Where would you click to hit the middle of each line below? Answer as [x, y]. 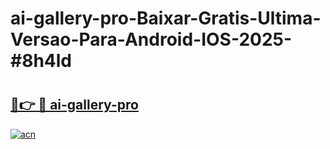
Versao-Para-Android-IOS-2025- [151, 39]
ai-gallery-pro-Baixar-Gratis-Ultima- [166, 18]
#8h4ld [41, 61]
